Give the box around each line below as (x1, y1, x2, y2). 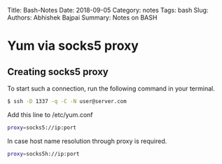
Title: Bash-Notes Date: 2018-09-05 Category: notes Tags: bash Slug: (7, 6, 209, 14)
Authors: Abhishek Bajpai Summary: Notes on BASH (7, 13, 158, 22)
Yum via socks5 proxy (7, 38, 139, 54)
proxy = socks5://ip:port (7, 124, 77, 131)
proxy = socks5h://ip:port (7, 150, 80, 157)
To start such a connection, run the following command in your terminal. (7, 84, 215, 93)
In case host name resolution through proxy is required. (7, 137, 167, 145)
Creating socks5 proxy (7, 66, 109, 78)
